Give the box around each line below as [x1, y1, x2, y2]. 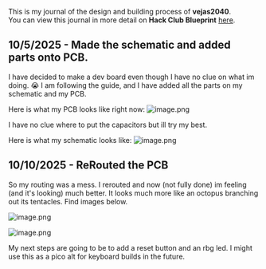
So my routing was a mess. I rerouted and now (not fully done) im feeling [8, 180, 247, 189]
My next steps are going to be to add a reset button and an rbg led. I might [8, 243, 253, 252]
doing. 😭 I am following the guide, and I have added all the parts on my [8, 80, 243, 90]
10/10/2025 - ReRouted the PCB [8, 159, 169, 172]
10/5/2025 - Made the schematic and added [8, 38, 231, 52]
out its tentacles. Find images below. [8, 196, 128, 206]
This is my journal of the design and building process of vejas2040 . [8, 7, 232, 16]
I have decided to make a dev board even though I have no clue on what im [8, 72, 255, 81]
